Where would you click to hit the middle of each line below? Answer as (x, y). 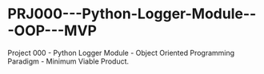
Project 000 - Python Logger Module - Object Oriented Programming (121, 53)
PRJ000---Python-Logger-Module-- (132, 14)
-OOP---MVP (52, 31)
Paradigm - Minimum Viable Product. (68, 61)
